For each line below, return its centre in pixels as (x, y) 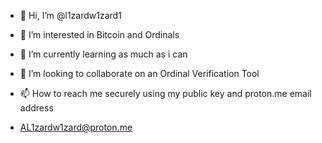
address (36, 108)
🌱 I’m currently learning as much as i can (103, 54)
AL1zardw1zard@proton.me (76, 127)
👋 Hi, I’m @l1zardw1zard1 (70, 15)
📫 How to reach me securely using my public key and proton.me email (165, 93)
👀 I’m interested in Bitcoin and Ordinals (99, 34)
